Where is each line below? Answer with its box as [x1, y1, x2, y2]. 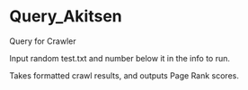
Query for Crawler [9, 36, 76, 46]
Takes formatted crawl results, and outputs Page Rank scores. [9, 70, 240, 81]
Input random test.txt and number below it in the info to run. [9, 53, 231, 63]
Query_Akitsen [9, 6, 123, 27]
